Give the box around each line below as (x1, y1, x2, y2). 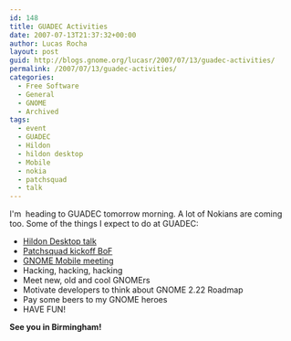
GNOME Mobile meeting (22, 255, 114, 266)
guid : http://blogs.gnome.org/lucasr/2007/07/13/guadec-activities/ (9, 56, 275, 65)
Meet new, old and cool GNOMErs (22, 275, 151, 286)
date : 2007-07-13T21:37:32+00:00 (9, 30, 137, 39)
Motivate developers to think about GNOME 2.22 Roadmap (22, 284, 244, 295)
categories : (9, 73, 55, 82)
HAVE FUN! (22, 304, 67, 315)
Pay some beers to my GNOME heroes (22, 294, 168, 305)
